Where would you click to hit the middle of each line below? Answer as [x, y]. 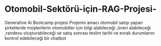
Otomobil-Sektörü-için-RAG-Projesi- [80, 9]
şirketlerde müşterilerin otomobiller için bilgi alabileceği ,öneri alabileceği [78, 27]
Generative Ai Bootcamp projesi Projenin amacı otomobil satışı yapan [74, 23]
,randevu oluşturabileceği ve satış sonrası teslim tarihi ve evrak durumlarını [80, 33]
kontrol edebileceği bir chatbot [35, 38]
